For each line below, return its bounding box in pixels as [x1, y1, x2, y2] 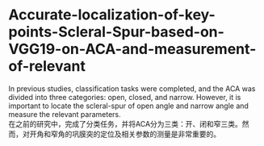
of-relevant [8, 57, 86, 76]
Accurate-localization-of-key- [8, 6, 216, 24]
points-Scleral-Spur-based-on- [8, 23, 224, 41]
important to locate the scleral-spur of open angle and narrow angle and [8, 101, 249, 111]
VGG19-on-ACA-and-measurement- [8, 40, 257, 58]
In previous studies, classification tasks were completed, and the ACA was [8, 83, 256, 94]
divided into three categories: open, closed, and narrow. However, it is [8, 92, 241, 102]
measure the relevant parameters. [8, 109, 121, 119]
